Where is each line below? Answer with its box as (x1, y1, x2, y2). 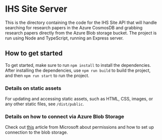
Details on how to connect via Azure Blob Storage (5, 113, 125, 120)
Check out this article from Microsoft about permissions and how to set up (5, 124, 154, 130)
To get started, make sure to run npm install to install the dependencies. (5, 62, 151, 68)
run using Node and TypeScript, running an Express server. (5, 35, 124, 41)
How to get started (5, 49, 63, 58)
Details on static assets (5, 84, 62, 91)
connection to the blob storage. (5, 129, 68, 135)
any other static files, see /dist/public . (5, 101, 84, 107)
